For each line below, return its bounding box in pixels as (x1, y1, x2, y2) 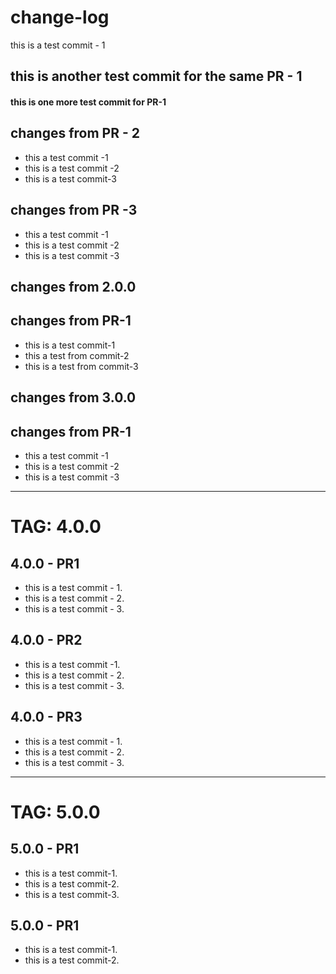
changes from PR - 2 (10, 125, 141, 142)
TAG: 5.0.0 (10, 801, 101, 823)
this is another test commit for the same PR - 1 (10, 68, 303, 85)
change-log (10, 6, 110, 29)
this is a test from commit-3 (24, 360, 139, 372)
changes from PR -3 (10, 202, 138, 219)
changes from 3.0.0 (10, 389, 137, 406)
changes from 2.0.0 (10, 278, 137, 295)
